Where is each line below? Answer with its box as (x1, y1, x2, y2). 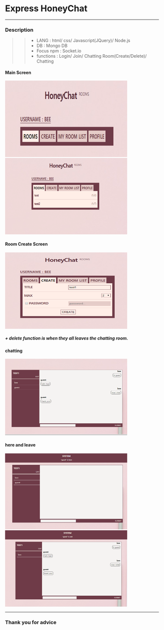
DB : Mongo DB (36, 43, 68, 49)
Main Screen (5, 69, 32, 75)
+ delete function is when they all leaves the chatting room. (5, 336, 128, 341)
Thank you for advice (5, 619, 57, 626)
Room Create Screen (5, 241, 48, 247)
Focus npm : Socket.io (36, 48, 82, 54)
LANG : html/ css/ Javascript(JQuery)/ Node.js (36, 38, 130, 44)
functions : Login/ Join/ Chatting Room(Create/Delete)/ (36, 53, 147, 59)
